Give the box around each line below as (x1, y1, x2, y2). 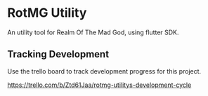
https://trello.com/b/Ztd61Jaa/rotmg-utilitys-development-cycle (7, 81, 192, 89)
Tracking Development (7, 48, 110, 60)
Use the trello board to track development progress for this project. (7, 67, 202, 75)
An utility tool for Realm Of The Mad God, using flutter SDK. (7, 28, 179, 36)
